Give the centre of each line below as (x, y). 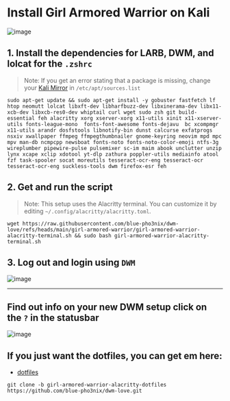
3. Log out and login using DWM (71, 262)
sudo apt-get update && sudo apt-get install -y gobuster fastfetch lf (111, 100)
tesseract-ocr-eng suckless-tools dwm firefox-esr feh (87, 166)
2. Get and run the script (60, 187)
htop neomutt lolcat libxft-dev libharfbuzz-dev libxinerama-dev (102, 106)
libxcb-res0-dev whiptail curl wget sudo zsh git (104, 112)
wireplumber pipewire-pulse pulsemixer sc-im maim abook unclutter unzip (115, 148)
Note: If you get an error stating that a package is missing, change (117, 80)
